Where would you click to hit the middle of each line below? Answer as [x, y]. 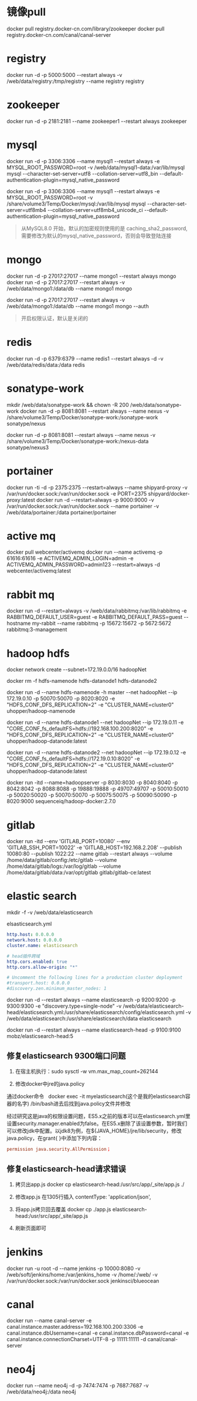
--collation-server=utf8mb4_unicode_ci [95, 210]
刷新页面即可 [30, 1228]
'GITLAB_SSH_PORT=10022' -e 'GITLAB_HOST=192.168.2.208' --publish [94, 848]
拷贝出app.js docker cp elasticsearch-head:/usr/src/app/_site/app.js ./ [100, 1184]
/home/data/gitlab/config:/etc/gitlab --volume [62, 860]
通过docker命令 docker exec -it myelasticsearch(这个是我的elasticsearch [96, 1096]
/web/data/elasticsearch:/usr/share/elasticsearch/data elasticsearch [89, 1019]
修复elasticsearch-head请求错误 [67, 1169]
